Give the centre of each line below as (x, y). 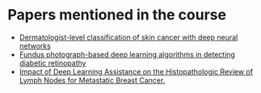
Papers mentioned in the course (117, 15)
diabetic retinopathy (53, 63)
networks (35, 45)
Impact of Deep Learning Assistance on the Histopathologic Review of (136, 71)
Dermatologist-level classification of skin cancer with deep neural (128, 37)
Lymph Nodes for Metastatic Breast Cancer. (92, 80)
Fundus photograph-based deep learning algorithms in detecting (127, 54)
